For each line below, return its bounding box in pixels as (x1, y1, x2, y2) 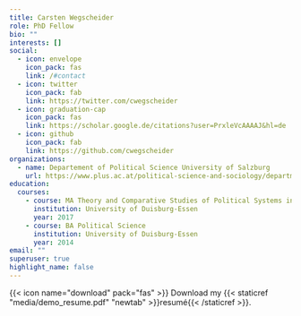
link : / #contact (25, 72, 87, 81)
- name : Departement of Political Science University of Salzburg (17, 163, 271, 172)
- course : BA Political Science (25, 221, 146, 230)
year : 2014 (32, 238, 74, 247)
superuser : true (9, 254, 70, 264)
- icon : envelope (17, 55, 82, 64)
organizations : (9, 154, 66, 164)
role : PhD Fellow (9, 21, 74, 30)
